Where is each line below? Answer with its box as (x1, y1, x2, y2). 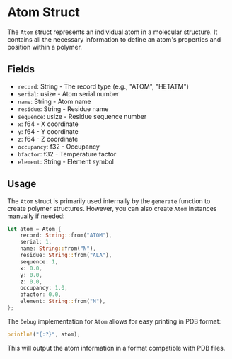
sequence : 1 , (20, 258, 59, 266)
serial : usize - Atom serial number (17, 89, 120, 98)
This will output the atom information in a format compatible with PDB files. (7, 343, 226, 352)
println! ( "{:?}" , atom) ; (7, 331, 81, 338)
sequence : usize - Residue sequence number (17, 112, 147, 120)
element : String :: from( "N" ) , (20, 298, 106, 305)
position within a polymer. (7, 42, 83, 51)
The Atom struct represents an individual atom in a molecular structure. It (7, 28, 218, 36)
